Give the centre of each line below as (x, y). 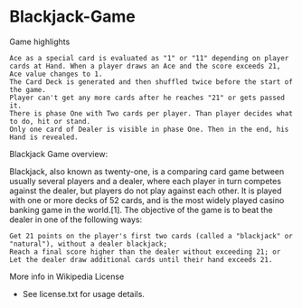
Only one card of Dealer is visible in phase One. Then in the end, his (149, 129)
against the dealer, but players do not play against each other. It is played (146, 191)
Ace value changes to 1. (56, 74)
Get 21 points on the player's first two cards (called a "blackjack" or (151, 236)
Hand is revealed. (44, 137)
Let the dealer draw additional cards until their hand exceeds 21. (141, 259)
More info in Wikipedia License (67, 276)
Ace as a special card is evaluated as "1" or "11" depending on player (149, 58)
